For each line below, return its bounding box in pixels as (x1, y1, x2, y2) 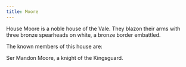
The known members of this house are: (6, 43, 103, 50)
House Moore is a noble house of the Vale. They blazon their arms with (6, 25, 181, 32)
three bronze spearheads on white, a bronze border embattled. (6, 31, 161, 39)
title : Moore (6, 8, 39, 15)
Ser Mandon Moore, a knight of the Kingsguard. (6, 54, 123, 61)
